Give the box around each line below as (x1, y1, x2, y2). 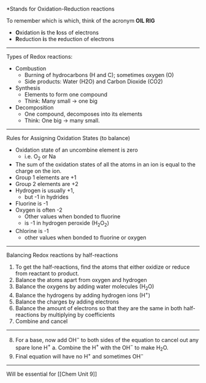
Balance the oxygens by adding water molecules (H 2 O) (15, 283, 154, 291)
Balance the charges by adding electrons (15, 298, 120, 305)
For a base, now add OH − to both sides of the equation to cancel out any (15, 335, 199, 343)
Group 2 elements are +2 (15, 180, 78, 187)
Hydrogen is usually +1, (15, 187, 75, 194)
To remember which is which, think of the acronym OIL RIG (6, 17, 155, 24)
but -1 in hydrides (24, 193, 69, 201)
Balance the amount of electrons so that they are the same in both (15, 305, 183, 312)
